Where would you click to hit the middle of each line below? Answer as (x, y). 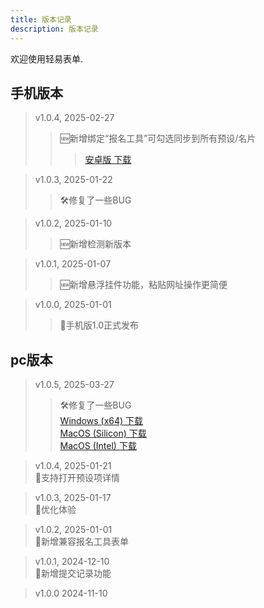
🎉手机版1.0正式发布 (99, 325)
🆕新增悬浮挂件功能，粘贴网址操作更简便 (143, 285)
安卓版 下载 (108, 160)
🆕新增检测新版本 (95, 244)
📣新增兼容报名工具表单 (81, 542)
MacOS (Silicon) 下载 (103, 433)
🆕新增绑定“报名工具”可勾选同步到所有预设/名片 (158, 138)
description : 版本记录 (54, 29)
